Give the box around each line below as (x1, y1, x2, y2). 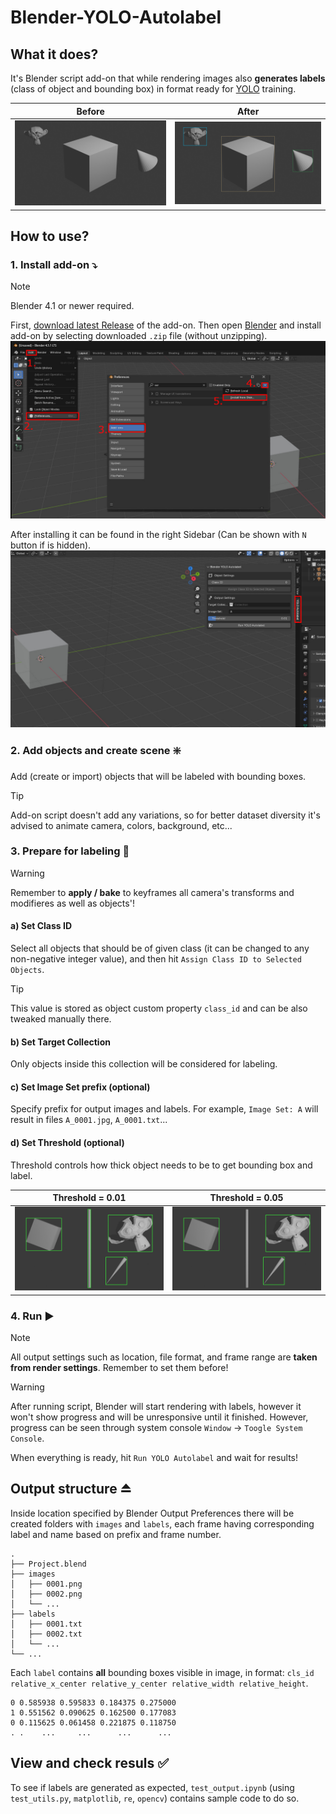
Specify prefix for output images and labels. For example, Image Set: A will (10, 1103, 319, 1115)
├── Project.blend (10, 1559, 87, 1569)
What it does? (10, 46, 99, 63)
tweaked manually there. (10, 1013, 112, 1025)
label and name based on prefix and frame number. (10, 1528, 222, 1540)
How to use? (10, 227, 90, 245)
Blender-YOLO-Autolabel (10, 6, 222, 29)
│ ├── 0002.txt (10, 1629, 83, 1639)
